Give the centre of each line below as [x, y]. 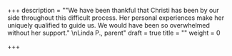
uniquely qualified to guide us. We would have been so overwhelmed [109, 25]
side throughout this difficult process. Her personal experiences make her [116, 18]
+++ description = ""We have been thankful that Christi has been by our [113, 10]
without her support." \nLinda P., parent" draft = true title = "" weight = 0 [114, 33]
